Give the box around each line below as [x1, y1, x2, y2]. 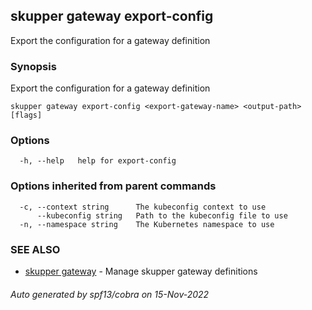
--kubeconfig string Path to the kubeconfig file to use [36, 210, 288, 221]
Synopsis [10, 59, 57, 73]
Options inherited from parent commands [10, 179, 217, 193]
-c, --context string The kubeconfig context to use [19, 202, 267, 212]
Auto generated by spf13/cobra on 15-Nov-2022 [10, 288, 210, 300]
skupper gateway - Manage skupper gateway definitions [24, 265, 258, 277]
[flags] [10, 110, 43, 121]
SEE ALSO [10, 242, 61, 256]
